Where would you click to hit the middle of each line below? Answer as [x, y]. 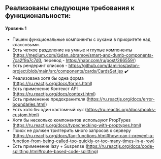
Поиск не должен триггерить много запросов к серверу [72, 130]
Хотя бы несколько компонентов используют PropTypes [71, 120]
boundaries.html [29, 104]
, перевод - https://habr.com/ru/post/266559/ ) [89, 60]
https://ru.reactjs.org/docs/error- [121, 99]
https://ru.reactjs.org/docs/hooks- [121, 109]
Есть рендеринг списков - [40, 65]
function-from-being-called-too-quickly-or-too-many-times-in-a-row [83, 141]
